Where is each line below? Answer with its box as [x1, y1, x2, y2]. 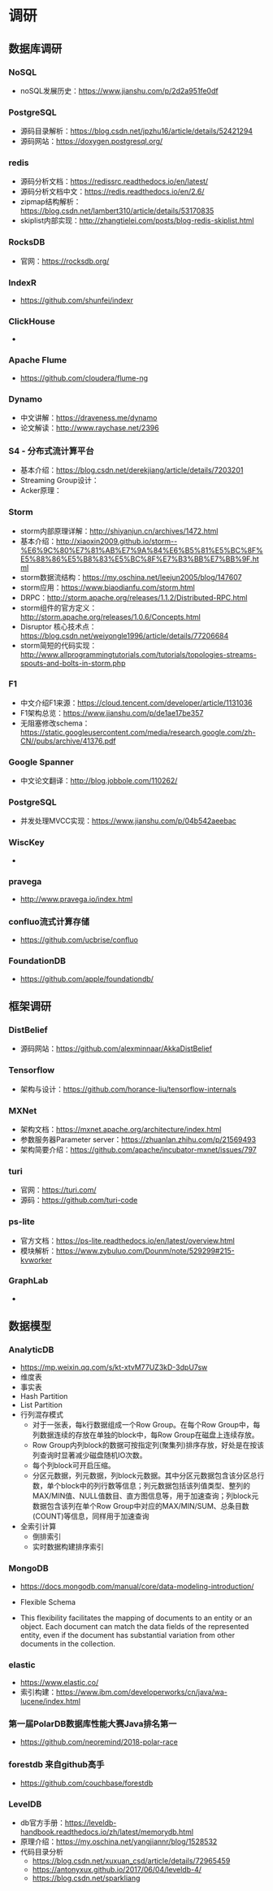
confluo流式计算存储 [8, 916, 90, 927]
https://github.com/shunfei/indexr [19, 295, 134, 305]
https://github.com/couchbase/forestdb [19, 1778, 154, 1788]
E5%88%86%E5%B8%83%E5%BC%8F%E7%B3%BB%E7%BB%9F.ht [19, 554, 260, 564]
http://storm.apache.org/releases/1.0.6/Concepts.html [19, 612, 201, 621]
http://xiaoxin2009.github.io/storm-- [55, 536, 178, 546]
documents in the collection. [19, 1639, 116, 1649]
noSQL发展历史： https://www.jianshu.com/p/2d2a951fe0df [19, 85, 219, 95]
